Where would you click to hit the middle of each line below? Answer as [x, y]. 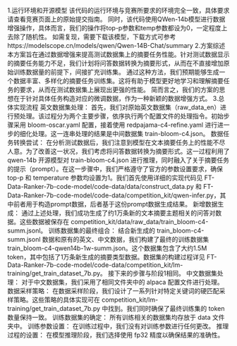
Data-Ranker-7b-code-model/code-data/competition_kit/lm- [95, 265]
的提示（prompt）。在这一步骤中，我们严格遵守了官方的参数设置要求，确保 [115, 169]
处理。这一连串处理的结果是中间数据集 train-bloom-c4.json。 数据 [127, 134]
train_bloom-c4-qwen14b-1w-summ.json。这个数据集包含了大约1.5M [107, 248]
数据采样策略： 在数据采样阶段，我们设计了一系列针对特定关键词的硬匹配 [113, 291]
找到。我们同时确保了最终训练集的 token [166, 308]
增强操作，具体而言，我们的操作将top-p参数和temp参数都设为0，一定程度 [114, 28]
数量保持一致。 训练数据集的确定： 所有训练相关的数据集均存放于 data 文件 [116, 317]
